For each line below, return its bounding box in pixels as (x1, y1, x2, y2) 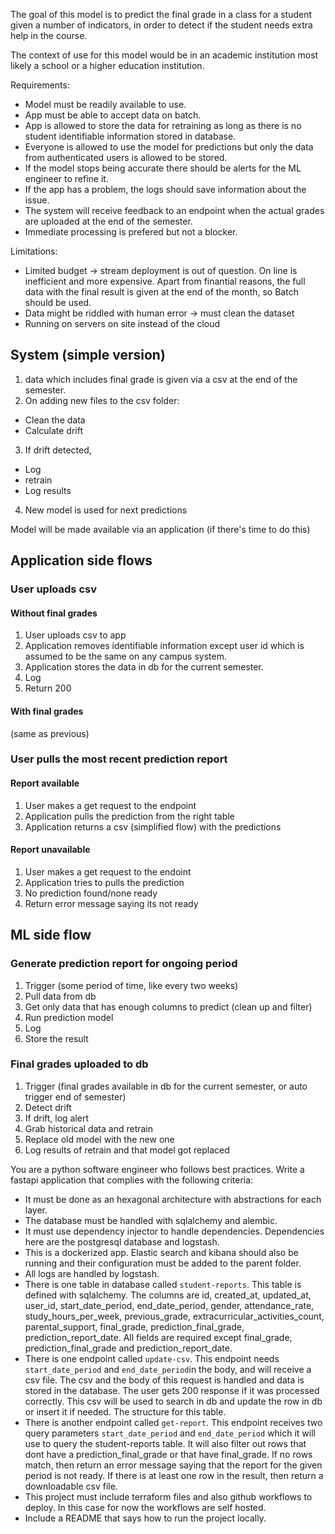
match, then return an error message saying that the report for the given (24, 1459, 323, 1471)
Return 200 (24, 682, 72, 694)
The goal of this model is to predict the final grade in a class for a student (10, 9, 313, 20)
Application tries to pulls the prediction (24, 876, 185, 888)
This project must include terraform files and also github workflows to (24, 1490, 313, 1503)
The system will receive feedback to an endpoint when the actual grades (24, 205, 325, 216)
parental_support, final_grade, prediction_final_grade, (24, 1320, 245, 1333)
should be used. (24, 297, 92, 308)
